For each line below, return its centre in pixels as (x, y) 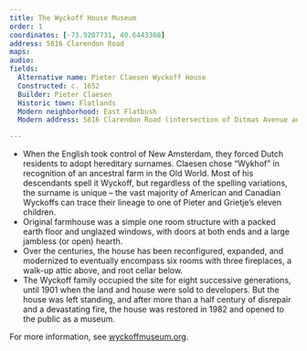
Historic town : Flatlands (67, 103)
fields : (24, 69)
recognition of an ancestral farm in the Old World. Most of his (138, 174)
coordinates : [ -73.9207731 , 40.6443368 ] (88, 35)
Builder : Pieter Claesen (65, 94)
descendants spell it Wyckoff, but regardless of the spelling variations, (155, 183)
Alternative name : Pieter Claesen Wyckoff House (112, 78)
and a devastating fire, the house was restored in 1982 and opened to (153, 309)
